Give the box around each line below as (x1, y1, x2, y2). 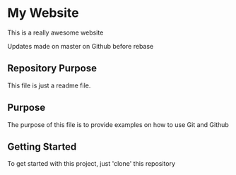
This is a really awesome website (7, 28, 104, 37)
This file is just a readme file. (7, 81, 91, 90)
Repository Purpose (7, 62, 98, 75)
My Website (7, 5, 79, 21)
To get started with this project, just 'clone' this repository (7, 159, 175, 168)
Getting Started (7, 140, 77, 152)
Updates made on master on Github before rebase (7, 42, 154, 50)
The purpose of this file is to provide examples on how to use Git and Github (7, 120, 230, 128)
